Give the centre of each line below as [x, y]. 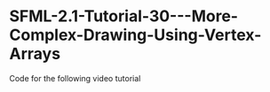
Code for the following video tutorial [75, 78]
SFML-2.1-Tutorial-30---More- [123, 16]
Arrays [35, 54]
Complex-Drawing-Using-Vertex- [135, 35]
